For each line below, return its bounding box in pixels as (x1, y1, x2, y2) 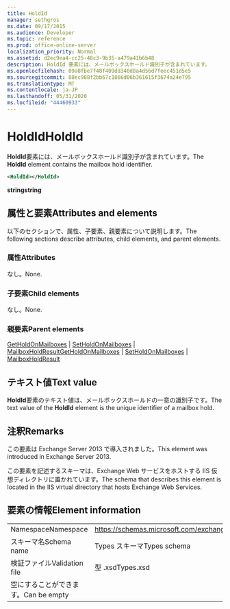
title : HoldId (7, 10, 48, 17)
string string (7, 186, 42, 194)
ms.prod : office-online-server (7, 42, 97, 49)
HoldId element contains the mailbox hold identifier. (7, 160, 153, 168)
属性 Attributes (7, 253, 56, 263)
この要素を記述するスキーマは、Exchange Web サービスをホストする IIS (7, 467, 210, 475)
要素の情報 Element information (7, 505, 142, 516)
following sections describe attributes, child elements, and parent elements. (7, 235, 221, 243)
